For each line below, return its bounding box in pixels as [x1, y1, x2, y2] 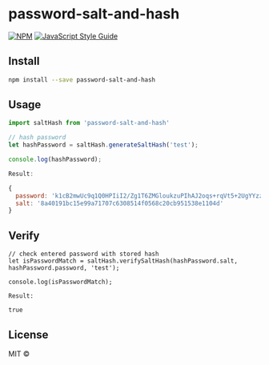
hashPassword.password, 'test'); [8, 264, 120, 272]
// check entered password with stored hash [8, 250, 159, 259]
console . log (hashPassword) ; [8, 155, 102, 164]
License [8, 327, 49, 341]
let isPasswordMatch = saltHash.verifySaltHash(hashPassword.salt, [8, 257, 239, 265]
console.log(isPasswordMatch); [8, 278, 113, 287]
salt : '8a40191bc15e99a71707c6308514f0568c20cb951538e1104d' [15, 199, 224, 207]
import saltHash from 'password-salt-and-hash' [8, 119, 171, 127]
